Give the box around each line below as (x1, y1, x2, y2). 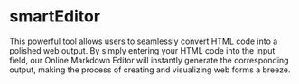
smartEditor (9, 6, 101, 27)
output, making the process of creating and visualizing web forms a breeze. (9, 64, 291, 75)
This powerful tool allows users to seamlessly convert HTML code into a (9, 36, 278, 46)
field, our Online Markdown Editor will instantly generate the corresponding (9, 55, 289, 65)
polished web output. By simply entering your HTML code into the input (9, 45, 276, 55)
